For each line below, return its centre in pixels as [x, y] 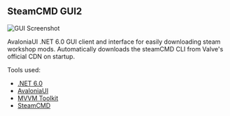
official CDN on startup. [41, 56]
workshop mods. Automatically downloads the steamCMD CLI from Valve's [115, 49]
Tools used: [24, 69]
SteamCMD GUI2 [45, 11]
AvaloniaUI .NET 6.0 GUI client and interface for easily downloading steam [114, 42]
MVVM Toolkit [38, 98]
